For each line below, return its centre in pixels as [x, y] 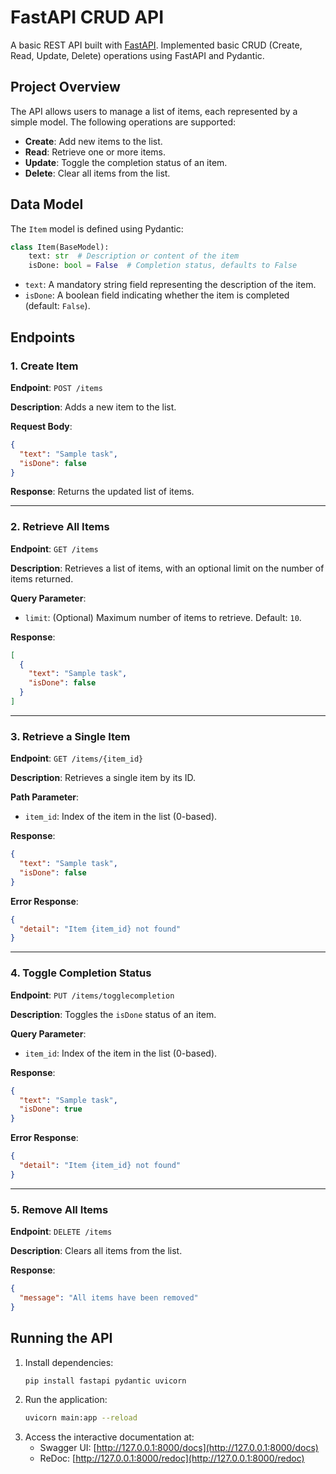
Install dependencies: [69, 1362]
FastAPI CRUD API [87, 17]
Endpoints [43, 337]
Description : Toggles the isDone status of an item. [113, 1014]
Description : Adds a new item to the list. [93, 407]
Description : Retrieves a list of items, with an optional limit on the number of [167, 568]
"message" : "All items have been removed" [109, 1297]
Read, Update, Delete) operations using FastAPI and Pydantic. [137, 55]
